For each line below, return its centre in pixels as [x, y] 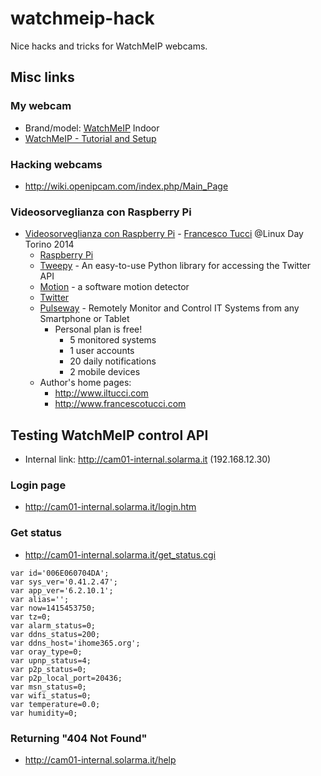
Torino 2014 [49, 244]
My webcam [41, 106]
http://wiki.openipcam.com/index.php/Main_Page [126, 186]
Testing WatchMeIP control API [109, 435]
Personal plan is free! [98, 329]
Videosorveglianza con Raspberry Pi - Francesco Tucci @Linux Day [164, 234]
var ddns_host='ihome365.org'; [75, 643]
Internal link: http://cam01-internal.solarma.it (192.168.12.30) [148, 459]
